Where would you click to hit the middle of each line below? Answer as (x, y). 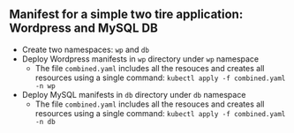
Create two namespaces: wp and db (86, 49)
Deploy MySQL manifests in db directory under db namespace (134, 94)
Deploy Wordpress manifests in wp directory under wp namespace (140, 59)
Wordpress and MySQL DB (84, 29)
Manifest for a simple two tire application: (126, 15)
